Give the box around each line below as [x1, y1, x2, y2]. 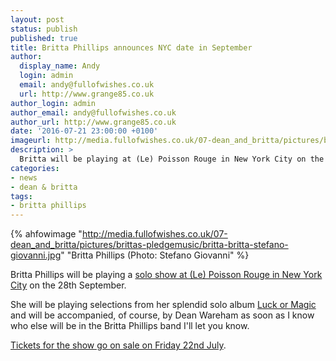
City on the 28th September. [10, 279, 127, 291]
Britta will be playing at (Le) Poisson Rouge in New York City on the [19, 154, 325, 164]
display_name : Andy [19, 61, 101, 71]
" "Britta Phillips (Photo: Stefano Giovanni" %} [60, 249, 250, 261]
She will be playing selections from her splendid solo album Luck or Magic [10, 299, 317, 311]
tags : [10, 191, 33, 201]
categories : [10, 163, 60, 173]
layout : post [10, 14, 65, 25]
